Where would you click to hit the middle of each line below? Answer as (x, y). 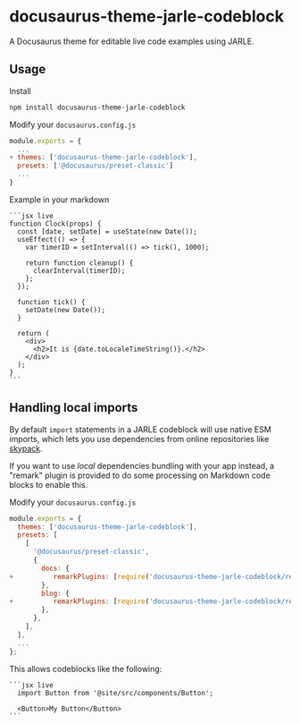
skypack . (26, 448)
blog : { (55, 593)
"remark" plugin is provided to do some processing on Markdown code (140, 475)
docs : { (55, 568)
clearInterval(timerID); (79, 270)
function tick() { (52, 302)
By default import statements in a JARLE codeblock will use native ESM (141, 429)
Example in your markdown (59, 200)
